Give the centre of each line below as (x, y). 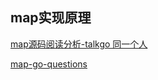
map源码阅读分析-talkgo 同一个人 (79, 44)
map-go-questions (49, 64)
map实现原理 (51, 18)
